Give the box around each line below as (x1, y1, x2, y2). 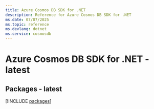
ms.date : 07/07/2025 (5, 17, 50, 22)
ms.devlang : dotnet (5, 27, 47, 32)
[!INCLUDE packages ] (5, 98, 52, 104)
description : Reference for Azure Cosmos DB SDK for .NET (5, 12, 131, 17)
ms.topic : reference (5, 21, 50, 27)
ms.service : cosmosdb (5, 31, 52, 36)
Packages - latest (5, 84, 62, 93)
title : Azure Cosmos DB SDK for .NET (5, 7, 86, 13)
